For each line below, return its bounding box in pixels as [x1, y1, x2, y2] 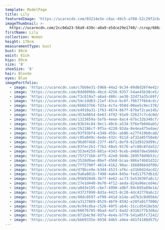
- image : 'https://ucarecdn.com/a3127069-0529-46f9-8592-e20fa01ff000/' [9, 199, 162, 204]
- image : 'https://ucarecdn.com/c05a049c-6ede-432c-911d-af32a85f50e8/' [9, 135, 162, 140]
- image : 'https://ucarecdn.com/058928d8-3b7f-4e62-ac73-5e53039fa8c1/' [9, 176, 162, 181]
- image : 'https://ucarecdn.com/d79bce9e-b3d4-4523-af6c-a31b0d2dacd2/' [9, 167, 162, 172]
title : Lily [5, 12, 29, 17]
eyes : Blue [5, 76, 27, 81]
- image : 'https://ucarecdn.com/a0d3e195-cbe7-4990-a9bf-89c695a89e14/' [9, 185, 162, 190]
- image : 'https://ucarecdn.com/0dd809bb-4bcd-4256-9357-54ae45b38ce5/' [9, 89, 162, 94]
